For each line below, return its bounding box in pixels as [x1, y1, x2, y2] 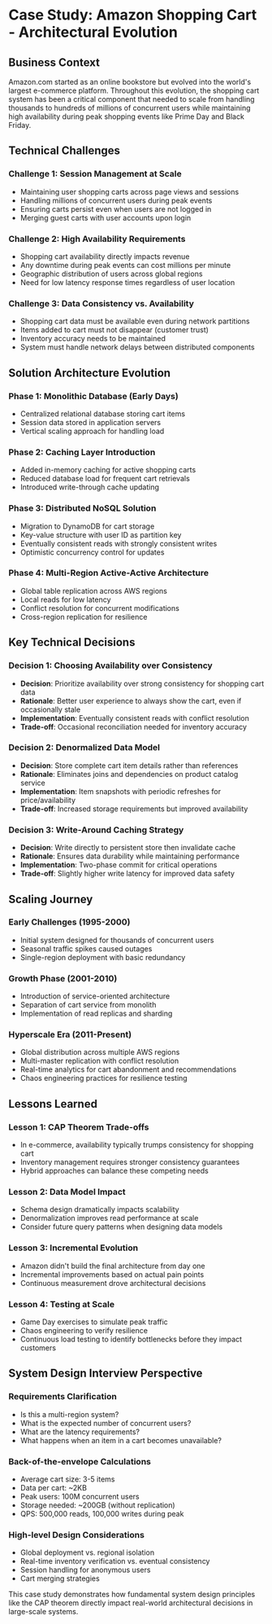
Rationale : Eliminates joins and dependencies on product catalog [19, 769, 239, 779]
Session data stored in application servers [19, 417, 161, 427]
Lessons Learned [8, 1097, 97, 1111]
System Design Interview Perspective [8, 1367, 203, 1380]
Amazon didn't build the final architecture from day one [19, 1261, 205, 1271]
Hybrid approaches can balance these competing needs [19, 1166, 209, 1176]
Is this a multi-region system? [19, 1409, 119, 1419]
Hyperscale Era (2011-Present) [8, 1029, 132, 1040]
